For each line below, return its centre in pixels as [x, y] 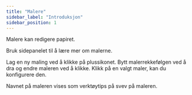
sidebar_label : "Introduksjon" [45, 17]
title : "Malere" [26, 12]
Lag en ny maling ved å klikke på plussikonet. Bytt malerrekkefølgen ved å [96, 62]
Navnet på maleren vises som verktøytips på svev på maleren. [82, 86]
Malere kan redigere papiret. [41, 40]
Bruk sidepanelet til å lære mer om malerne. [59, 51]
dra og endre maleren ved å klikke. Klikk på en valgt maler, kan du [86, 68]
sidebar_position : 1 [32, 22]
